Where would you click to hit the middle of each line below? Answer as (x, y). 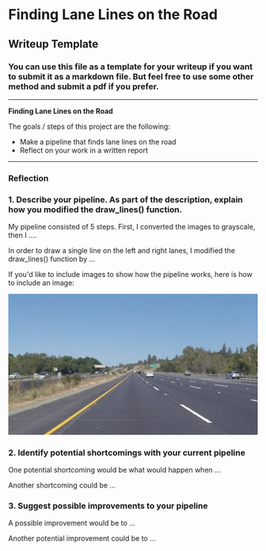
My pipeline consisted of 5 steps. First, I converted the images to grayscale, (132, 227)
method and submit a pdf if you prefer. (84, 87)
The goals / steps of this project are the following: (89, 126)
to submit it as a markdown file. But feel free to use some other (131, 76)
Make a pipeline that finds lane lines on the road (98, 141)
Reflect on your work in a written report (84, 150)
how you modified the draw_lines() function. (95, 210)
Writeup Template (53, 44)
